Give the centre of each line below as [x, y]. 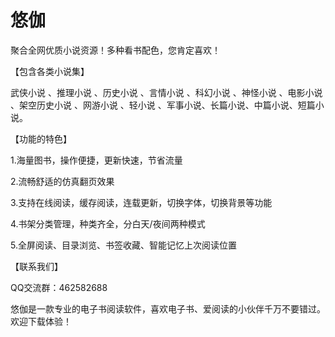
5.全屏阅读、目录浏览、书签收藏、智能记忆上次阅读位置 [123, 245]
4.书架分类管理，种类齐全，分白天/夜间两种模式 [108, 223]
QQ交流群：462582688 [59, 287]
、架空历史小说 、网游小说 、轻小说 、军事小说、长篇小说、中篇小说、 [154, 105]
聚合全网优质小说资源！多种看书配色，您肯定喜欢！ [115, 50]
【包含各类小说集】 [50, 71]
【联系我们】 [36, 266]
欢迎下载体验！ [41, 321]
